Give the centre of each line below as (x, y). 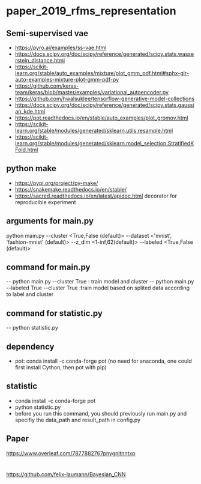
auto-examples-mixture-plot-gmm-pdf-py (67, 80)
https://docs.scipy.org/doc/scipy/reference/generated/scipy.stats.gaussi (104, 105)
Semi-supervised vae (47, 33)
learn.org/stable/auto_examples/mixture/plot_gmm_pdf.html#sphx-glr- (102, 73)
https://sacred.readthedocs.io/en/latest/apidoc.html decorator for (96, 196)
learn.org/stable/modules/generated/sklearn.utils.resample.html (94, 131)
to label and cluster (30, 294)
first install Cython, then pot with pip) (61, 368)
